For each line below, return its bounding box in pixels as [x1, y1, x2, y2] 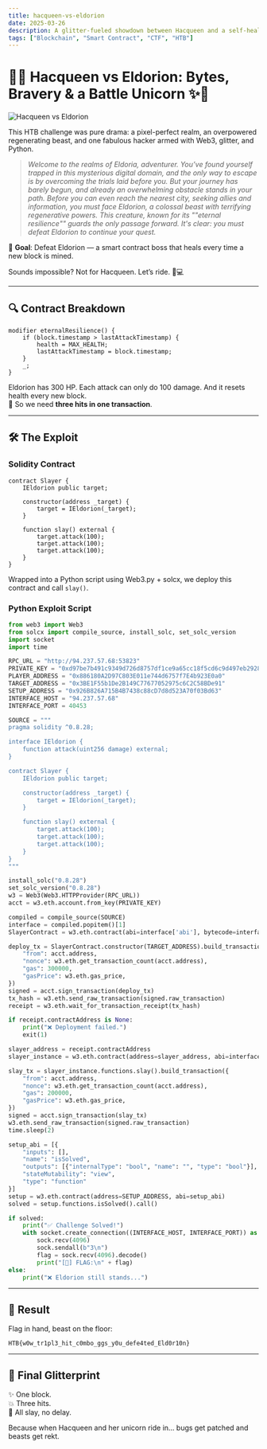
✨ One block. [8, 1390, 52, 1400]
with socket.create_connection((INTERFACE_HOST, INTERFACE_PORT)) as [22, 1229, 258, 1237]
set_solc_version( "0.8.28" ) [8, 885, 102, 892]
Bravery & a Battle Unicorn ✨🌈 [8, 85, 210, 103]
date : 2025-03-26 [8, 19, 66, 27]
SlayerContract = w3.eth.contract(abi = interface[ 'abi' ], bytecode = [8, 928, 237, 936]
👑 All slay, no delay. [8, 1408, 72, 1417]
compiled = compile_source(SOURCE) [8, 913, 126, 921]
